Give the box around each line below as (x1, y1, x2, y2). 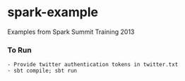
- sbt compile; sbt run (7, 68, 78, 75)
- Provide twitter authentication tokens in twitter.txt (7, 61, 179, 68)
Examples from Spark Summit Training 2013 (7, 27, 135, 36)
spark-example (7, 4, 99, 20)
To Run (7, 45, 32, 55)
